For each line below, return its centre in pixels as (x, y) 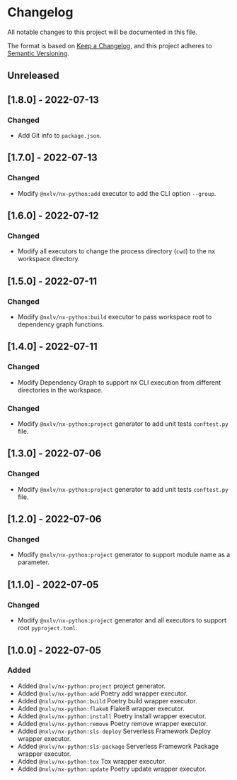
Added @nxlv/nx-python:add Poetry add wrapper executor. (103, 693)
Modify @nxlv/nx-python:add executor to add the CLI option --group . (117, 193)
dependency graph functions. (61, 324)
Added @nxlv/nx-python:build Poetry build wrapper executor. (107, 701)
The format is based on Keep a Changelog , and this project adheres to (110, 45)
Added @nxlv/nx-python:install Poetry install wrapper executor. (112, 716)
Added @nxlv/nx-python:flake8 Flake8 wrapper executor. (101, 708)
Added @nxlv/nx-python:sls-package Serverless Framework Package (118, 746)
